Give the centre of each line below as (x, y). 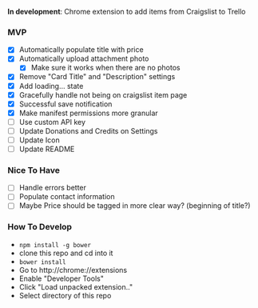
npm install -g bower (55, 245)
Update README (47, 149)
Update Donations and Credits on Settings (88, 130)
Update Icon (40, 140)
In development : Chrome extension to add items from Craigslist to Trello (127, 12)
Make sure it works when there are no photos (105, 68)
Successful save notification (65, 104)
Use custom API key (52, 122)
